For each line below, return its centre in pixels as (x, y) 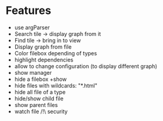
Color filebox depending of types (56, 53)
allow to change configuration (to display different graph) (86, 66)
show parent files (36, 105)
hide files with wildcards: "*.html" (56, 85)
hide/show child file (39, 99)
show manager (33, 72)
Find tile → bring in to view (48, 40)
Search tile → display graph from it (58, 33)
